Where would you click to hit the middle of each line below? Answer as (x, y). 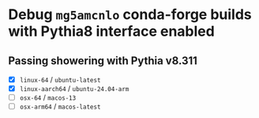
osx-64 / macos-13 (48, 97)
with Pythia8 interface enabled (111, 31)
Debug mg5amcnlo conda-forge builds (130, 15)
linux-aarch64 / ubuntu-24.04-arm (74, 89)
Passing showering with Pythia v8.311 (103, 61)
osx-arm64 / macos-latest (60, 107)
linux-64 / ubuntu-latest (60, 80)
